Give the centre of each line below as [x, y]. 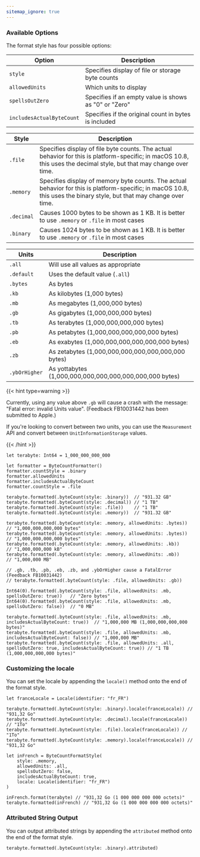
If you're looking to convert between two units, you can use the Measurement [99, 426]
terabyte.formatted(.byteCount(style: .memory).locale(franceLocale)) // [100, 740]
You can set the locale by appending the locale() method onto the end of [97, 681]
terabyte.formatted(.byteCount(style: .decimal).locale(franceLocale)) [97, 719]
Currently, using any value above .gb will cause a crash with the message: [97, 402]
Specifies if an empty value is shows [136, 97]
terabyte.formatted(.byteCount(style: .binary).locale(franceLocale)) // [100, 709]
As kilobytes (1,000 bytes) [86, 294]
